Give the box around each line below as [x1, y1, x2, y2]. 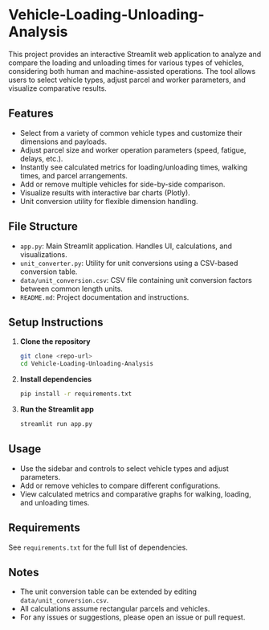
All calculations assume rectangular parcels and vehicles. [19, 604, 210, 614]
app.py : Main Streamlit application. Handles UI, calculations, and [19, 241, 233, 251]
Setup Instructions [8, 315, 104, 329]
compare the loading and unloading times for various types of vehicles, [8, 58, 244, 67]
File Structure [8, 219, 78, 234]
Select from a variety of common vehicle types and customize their [19, 128, 243, 137]
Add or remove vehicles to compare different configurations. [19, 481, 221, 490]
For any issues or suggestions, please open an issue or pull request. [19, 612, 246, 622]
